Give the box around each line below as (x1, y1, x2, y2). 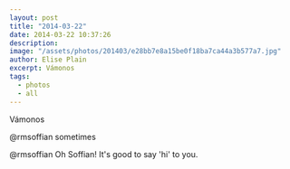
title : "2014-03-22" (9, 22, 88, 31)
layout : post (9, 13, 59, 23)
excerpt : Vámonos (9, 64, 75, 73)
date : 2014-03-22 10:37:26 (9, 30, 111, 39)
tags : (9, 72, 30, 81)
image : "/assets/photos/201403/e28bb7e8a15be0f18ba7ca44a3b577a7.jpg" (9, 47, 282, 56)
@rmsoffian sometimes (9, 131, 97, 142)
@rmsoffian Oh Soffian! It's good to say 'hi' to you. (9, 148, 198, 159)
